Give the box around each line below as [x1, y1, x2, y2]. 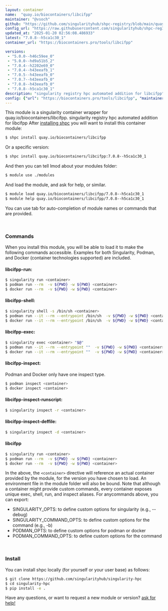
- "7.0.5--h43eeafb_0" [7, 72, 55, 78]
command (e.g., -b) [12, 522, 53, 528]
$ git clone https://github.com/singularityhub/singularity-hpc [5, 576, 142, 581]
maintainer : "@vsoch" [5, 17, 50, 22]
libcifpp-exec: [5, 329, 35, 335]
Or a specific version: [5, 144, 49, 150]
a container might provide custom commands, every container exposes [5, 486, 152, 492]
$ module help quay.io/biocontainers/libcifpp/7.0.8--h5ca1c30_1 [5, 196, 144, 201]
